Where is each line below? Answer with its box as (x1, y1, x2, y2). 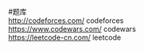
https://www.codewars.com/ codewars (8, 25, 137, 33)
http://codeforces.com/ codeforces (8, 16, 124, 25)
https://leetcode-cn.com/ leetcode (8, 33, 122, 42)
